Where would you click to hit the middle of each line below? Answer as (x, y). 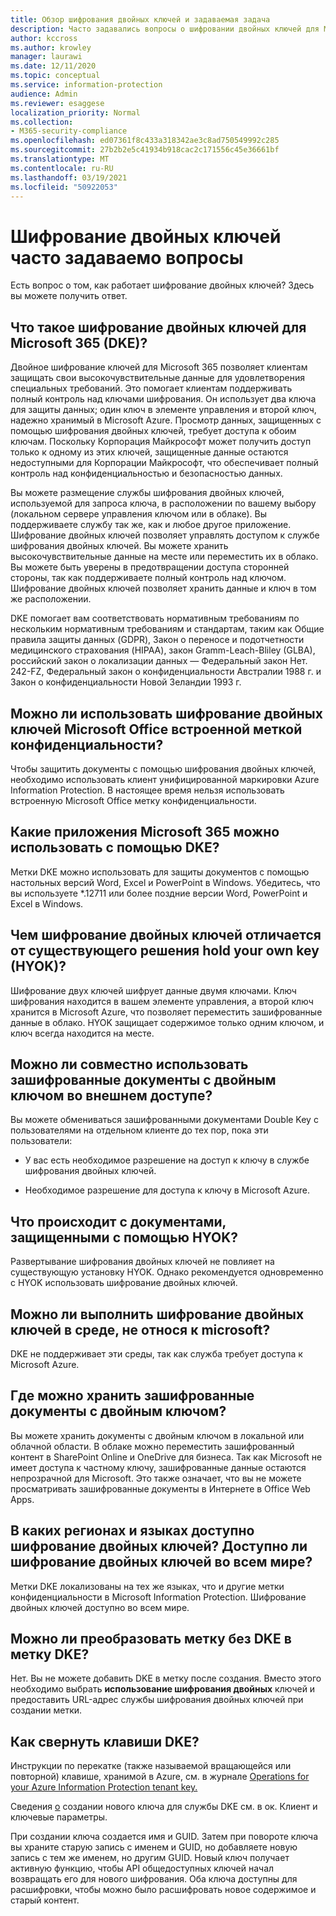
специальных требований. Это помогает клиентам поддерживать (151, 388)
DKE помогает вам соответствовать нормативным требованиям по (155, 618)
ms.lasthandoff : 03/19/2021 (69, 177)
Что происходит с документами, (118, 1221)
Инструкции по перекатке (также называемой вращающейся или (151, 1766)
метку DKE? (50, 1654)
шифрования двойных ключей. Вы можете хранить (119, 546)
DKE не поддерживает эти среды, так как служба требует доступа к (156, 1354)
